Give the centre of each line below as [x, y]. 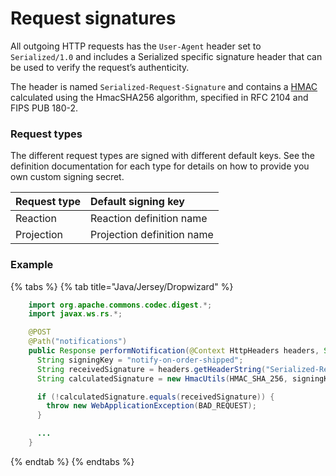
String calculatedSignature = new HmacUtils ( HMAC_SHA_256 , [162, 378]
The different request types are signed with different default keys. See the [163, 156]
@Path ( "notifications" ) [78, 342]
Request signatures [93, 18]
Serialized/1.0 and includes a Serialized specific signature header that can [166, 56]
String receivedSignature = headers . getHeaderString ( [151, 369]
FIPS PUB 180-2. [44, 108]
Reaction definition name [149, 219]
